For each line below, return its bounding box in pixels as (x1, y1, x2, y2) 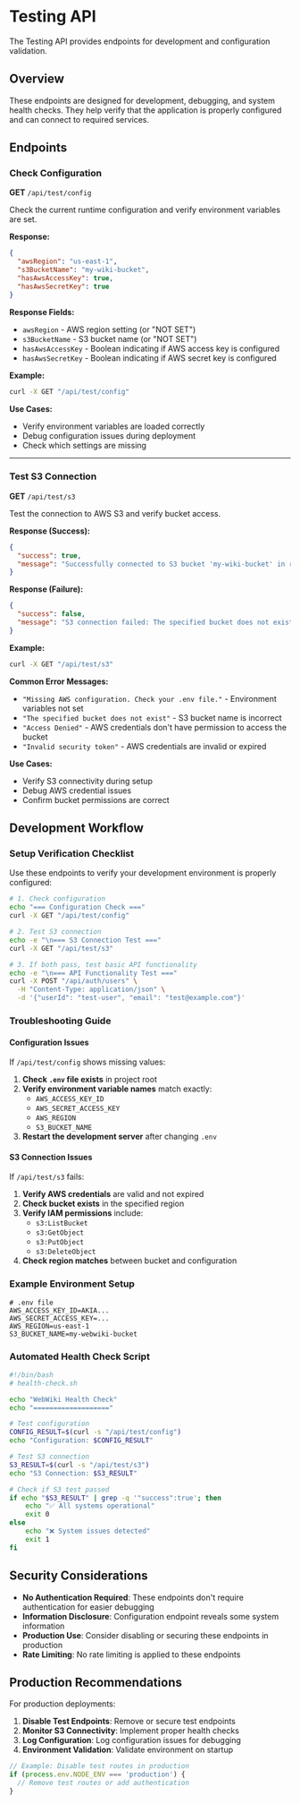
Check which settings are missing (21, 440, 147, 450)
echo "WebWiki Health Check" (9, 1395, 118, 1404)
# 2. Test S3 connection (9, 928, 102, 936)
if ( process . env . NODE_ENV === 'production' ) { (9, 1770, 186, 1779)
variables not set (21, 703, 84, 714)
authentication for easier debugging (21, 1601, 154, 1612)
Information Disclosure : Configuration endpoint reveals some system (21, 1611, 279, 1621)
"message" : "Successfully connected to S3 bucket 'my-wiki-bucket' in (17, 560, 286, 569)
